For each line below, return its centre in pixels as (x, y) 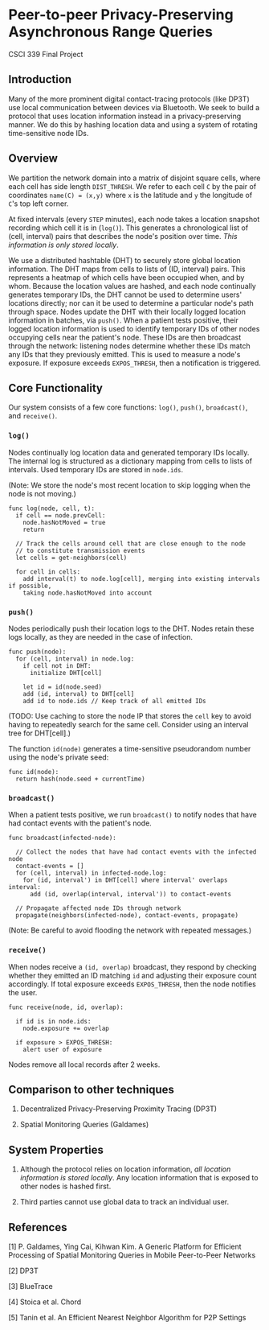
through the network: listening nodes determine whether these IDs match (129, 346)
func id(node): (34, 772)
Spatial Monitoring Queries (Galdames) (84, 1125)
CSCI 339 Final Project (46, 54)
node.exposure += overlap (66, 1028)
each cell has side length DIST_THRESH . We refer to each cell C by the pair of (132, 186)
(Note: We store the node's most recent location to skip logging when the (129, 485)
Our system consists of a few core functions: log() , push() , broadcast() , (128, 407)
